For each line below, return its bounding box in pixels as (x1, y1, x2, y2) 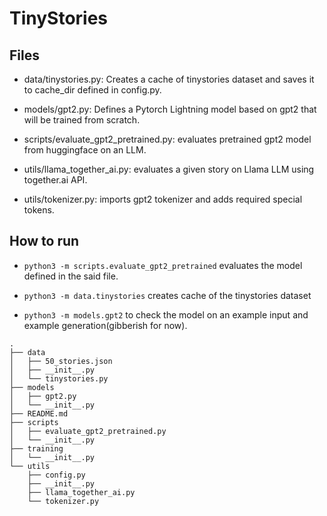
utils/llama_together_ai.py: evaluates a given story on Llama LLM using (23, 163, 315, 175)
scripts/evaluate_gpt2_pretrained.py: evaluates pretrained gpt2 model (23, 133, 312, 145)
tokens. (23, 204, 55, 216)
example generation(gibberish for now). (23, 319, 188, 331)
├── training (9, 443, 64, 454)
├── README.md (9, 408, 69, 419)
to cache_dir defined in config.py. (23, 84, 162, 96)
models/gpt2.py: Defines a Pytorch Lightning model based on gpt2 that (23, 103, 317, 115)
